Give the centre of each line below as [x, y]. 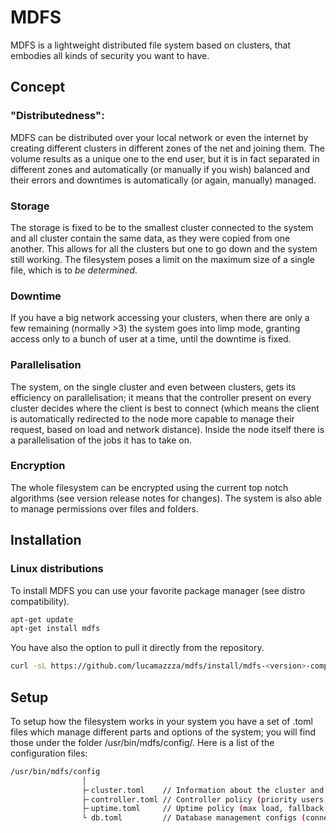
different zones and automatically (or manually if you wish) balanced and [160, 169]
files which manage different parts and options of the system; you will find [163, 732]
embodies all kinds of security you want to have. [110, 55]
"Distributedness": [57, 116]
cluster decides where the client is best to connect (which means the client [165, 408]
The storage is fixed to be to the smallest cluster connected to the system [162, 227]
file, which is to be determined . [74, 270]
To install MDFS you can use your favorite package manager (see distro [158, 590]
